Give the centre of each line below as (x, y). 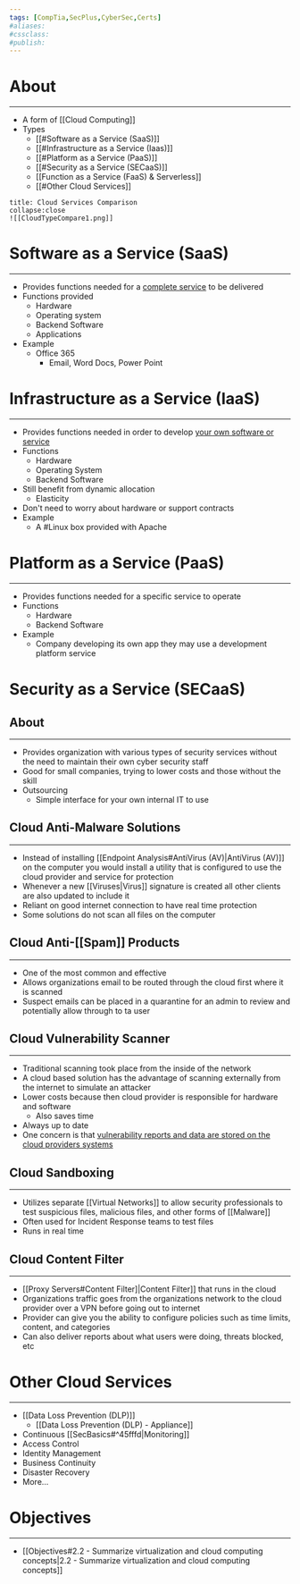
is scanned (42, 991)
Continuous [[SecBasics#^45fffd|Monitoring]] (106, 1434)
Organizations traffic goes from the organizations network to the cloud (152, 1299)
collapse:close (37, 211)
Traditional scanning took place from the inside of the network (137, 1068)
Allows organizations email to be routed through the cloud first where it (153, 982)
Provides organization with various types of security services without (150, 752)
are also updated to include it (75, 896)
